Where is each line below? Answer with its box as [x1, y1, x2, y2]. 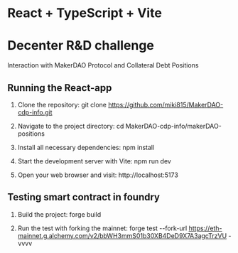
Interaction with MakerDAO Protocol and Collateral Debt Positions [7, 61, 199, 70]
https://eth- [188, 224, 222, 232]
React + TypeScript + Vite [7, 5, 162, 21]
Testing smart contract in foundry [7, 191, 160, 203]
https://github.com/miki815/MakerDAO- [107, 100, 224, 109]
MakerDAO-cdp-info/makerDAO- [125, 122, 222, 130]
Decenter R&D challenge [7, 38, 155, 54]
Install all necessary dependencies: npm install [17, 143, 155, 151]
